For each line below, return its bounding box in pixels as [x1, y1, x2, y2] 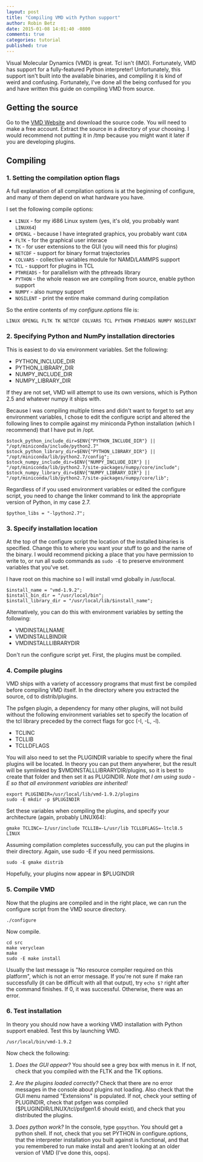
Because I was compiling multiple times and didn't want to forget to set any [6, 407, 194, 414]
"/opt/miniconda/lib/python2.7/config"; [6, 454, 110, 460]
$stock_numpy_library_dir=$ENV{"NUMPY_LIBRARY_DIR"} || [6, 470, 150, 476]
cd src [6, 940, 23, 946]
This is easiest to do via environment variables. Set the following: [6, 346, 168, 353]
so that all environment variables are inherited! [11, 780, 128, 787]
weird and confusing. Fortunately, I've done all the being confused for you [6, 78, 191, 85]
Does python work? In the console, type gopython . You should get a [15, 1123, 183, 1130]
